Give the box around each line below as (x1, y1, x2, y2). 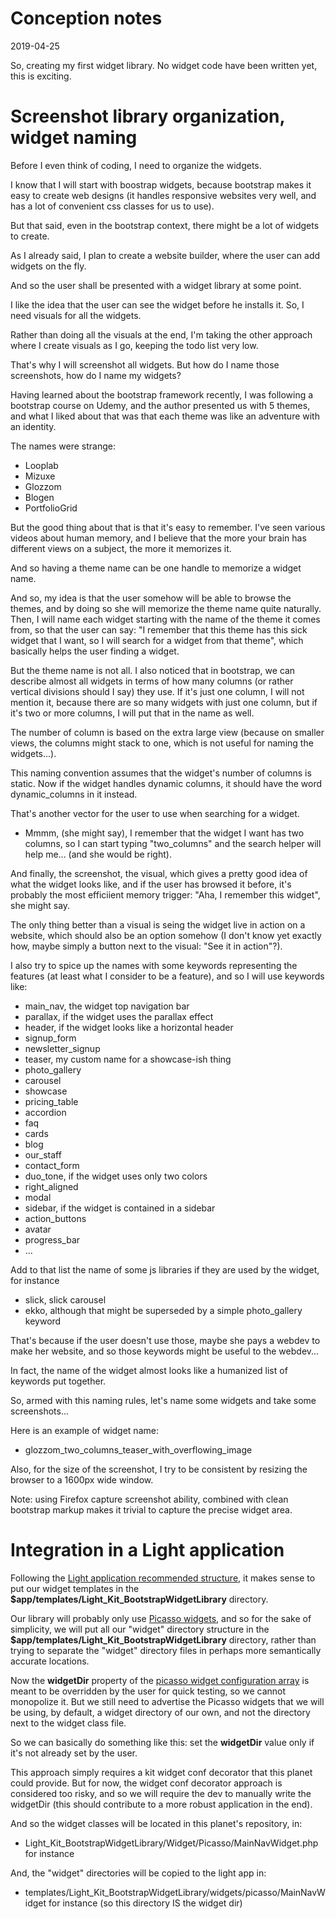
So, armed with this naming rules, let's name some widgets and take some (10, 1394, 317, 1406)
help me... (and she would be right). (24, 848, 172, 860)
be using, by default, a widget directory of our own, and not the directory (10, 1706, 311, 1718)
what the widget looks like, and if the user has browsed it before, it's (10, 878, 292, 890)
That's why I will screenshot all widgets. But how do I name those (10, 358, 280, 371)
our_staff (24, 1148, 62, 1161)
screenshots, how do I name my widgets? (10, 369, 182, 381)
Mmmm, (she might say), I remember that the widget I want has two (24, 827, 305, 839)
